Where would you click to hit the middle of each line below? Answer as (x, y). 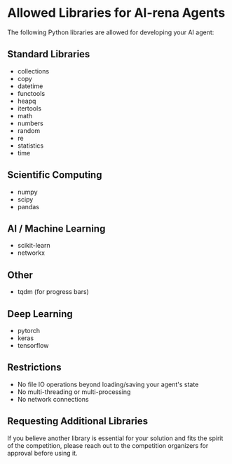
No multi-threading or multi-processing (74, 392)
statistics (30, 146)
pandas (28, 206)
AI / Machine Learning (56, 229)
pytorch (29, 331)
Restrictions (34, 368)
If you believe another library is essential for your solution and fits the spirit (115, 438)
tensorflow (33, 345)
